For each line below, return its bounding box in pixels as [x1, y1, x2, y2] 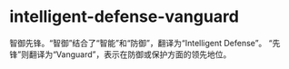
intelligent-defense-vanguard [9, 6, 239, 27]
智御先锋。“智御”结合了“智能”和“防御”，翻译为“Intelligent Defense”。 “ [9, 37, 273, 48]
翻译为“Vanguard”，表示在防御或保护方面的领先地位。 [28, 48, 232, 60]
